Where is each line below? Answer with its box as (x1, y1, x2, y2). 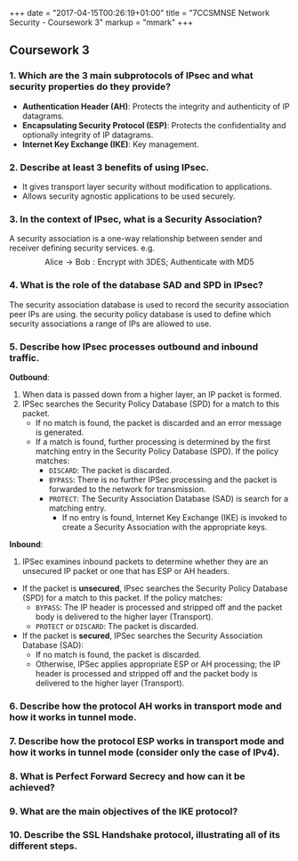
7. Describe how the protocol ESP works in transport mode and (9, 734, 285, 747)
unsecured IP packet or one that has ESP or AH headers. (21, 565, 230, 576)
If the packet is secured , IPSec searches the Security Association (21, 630, 263, 641)
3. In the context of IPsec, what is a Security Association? (9, 213, 262, 225)
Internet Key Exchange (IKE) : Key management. (21, 138, 199, 150)
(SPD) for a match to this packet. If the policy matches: (21, 592, 223, 603)
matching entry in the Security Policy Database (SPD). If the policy (35, 446, 278, 456)
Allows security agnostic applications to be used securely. (21, 191, 236, 201)
